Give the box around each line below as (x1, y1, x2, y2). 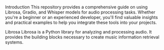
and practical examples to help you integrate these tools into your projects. (5, 19, 157, 25)
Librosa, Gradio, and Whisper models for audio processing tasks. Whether (5, 9, 156, 15)
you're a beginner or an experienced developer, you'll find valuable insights (5, 15, 158, 20)
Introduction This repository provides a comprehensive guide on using (5, 4, 148, 10)
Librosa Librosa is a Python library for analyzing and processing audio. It (5, 29, 152, 34)
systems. (5, 39, 24, 45)
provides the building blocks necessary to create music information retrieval (5, 34, 160, 40)
